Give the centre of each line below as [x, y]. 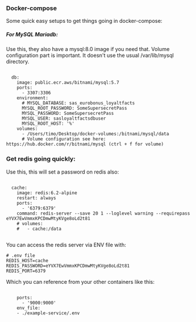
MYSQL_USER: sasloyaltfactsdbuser [64, 118]
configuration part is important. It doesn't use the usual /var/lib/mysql [90, 55]
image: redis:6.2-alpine [47, 193]
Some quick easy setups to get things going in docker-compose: [84, 21]
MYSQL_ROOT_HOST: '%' [48, 124]
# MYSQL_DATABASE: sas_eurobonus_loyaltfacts [78, 103]
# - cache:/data [39, 229]
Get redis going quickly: [41, 159]
